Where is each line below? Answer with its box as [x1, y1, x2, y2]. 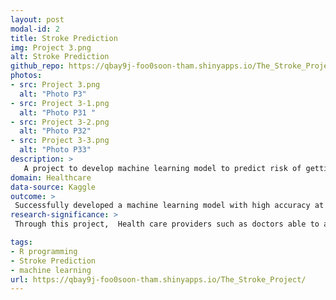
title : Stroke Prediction [10, 33, 118, 43]
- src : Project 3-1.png [10, 98, 110, 108]
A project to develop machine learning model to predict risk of [23, 163, 302, 173]
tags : [10, 237, 33, 247]
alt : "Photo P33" [19, 145, 92, 155]
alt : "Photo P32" [19, 126, 92, 136]
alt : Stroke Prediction [10, 52, 110, 62]
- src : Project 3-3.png [10, 136, 110, 146]
